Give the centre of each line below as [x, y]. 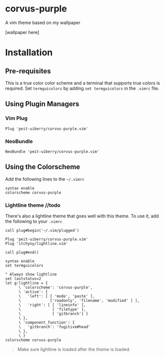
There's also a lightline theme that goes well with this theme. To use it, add [82, 216]
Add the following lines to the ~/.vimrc [45, 179]
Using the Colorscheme [43, 167]
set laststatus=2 [23, 279]
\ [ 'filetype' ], [52, 309]
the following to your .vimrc [34, 221]
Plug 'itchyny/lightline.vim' [37, 244]
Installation [29, 53]
